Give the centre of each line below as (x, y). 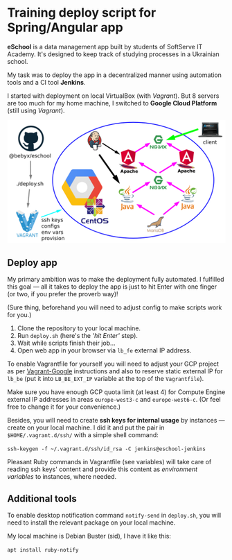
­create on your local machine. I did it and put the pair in (86, 427)
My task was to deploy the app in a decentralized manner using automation (114, 75)
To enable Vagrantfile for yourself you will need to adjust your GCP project (113, 364)
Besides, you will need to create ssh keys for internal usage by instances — (116, 421)
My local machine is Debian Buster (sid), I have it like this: (89, 536)
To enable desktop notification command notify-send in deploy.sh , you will (114, 516)
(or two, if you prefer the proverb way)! (63, 294)
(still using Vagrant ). (36, 110)
